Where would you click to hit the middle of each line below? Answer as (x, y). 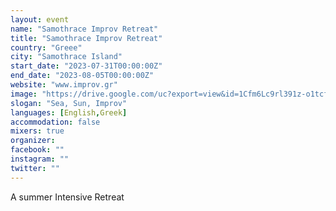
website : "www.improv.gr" (64, 85)
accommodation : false (55, 122)
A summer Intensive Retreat (67, 197)
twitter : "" (35, 168)
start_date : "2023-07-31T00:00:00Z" (86, 66)
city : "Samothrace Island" (66, 57)
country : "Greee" (46, 47)
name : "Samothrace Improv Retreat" (84, 29)
